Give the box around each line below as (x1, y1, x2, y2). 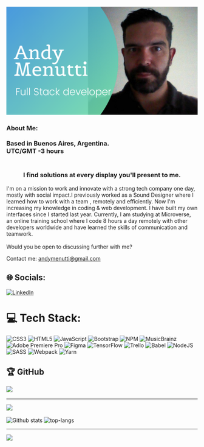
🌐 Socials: (6, 272, 46, 283)
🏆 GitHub (6, 367, 44, 377)
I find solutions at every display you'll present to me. (23, 171, 181, 180)
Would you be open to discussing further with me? (6, 243, 132, 250)
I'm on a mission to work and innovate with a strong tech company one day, (6, 185, 195, 192)
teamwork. (6, 230, 33, 238)
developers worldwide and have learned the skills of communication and (6, 224, 188, 231)
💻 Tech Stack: (6, 311, 81, 325)
